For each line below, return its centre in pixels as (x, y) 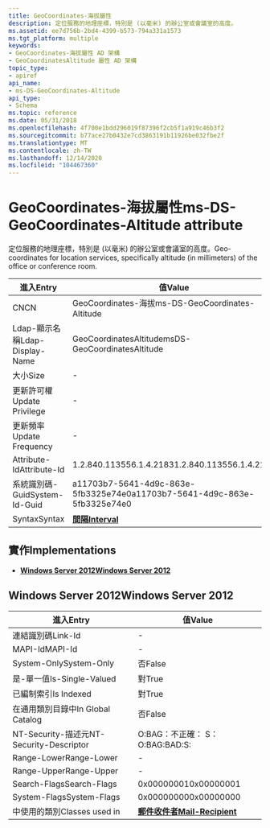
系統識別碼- (35, 484)
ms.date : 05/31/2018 (43, 121)
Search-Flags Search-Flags (65, 784)
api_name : (25, 83)
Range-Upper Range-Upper (65, 771)
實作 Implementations (62, 551)
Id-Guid (27, 505)
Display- (29, 351)
